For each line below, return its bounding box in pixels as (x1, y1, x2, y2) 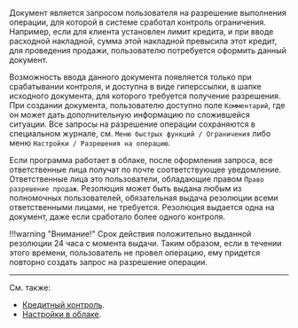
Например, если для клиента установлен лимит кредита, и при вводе (9, 27, 274, 36)
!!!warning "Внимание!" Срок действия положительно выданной (9, 229, 252, 238)
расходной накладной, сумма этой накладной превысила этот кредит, (9, 35, 278, 46)
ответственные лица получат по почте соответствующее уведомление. (9, 164, 282, 175)
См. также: (9, 283, 51, 293)
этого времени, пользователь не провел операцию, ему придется (9, 247, 261, 258)
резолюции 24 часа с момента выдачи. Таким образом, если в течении (9, 238, 282, 248)
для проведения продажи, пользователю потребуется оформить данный (9, 45, 286, 56)
